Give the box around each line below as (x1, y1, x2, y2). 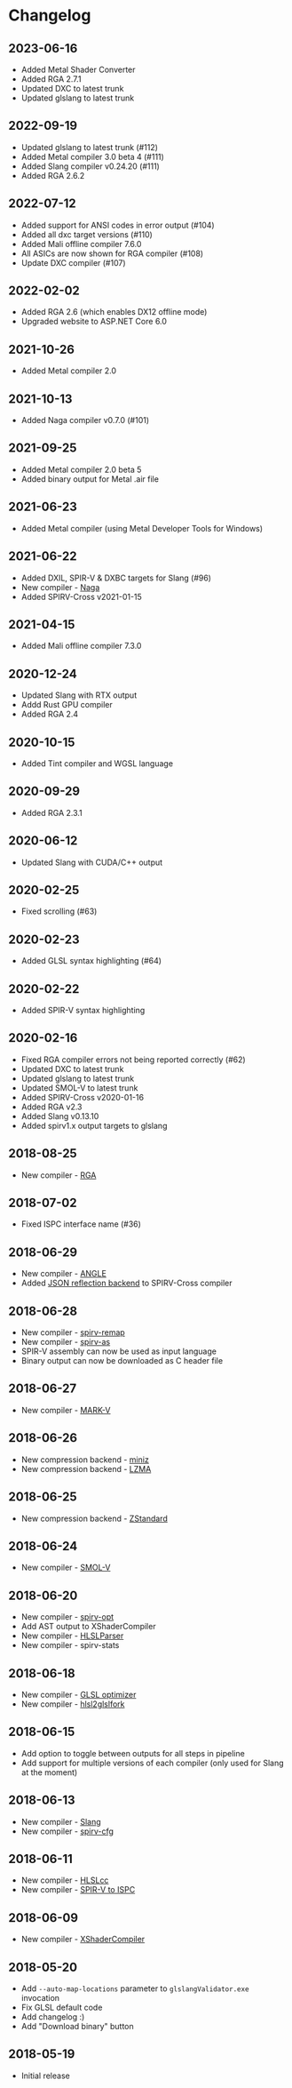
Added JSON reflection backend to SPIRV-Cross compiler (20, 1277, 233, 1289)
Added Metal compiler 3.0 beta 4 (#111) (20, 151, 165, 162)
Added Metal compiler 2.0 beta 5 (20, 464, 142, 475)
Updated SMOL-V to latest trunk (20, 1082, 138, 1093)
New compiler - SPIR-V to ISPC (20, 1884, 136, 1895)
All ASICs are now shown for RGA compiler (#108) (20, 248, 204, 259)
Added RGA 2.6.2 (20, 170, 85, 180)
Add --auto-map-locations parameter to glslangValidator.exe (20, 1983, 249, 1994)
